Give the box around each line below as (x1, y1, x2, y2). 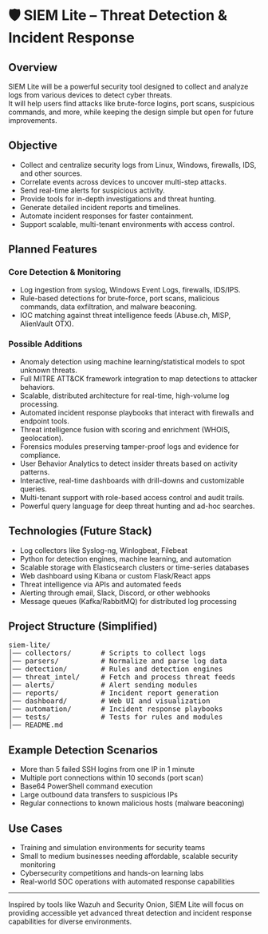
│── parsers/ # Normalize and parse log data (8, 657, 227, 666)
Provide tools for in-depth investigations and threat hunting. (19, 193, 217, 204)
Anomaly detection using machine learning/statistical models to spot (19, 356, 246, 366)
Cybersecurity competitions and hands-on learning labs (19, 868, 204, 878)
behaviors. (19, 382, 55, 391)
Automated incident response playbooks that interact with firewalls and (19, 407, 254, 417)
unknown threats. (19, 365, 78, 375)
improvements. (8, 116, 57, 125)
